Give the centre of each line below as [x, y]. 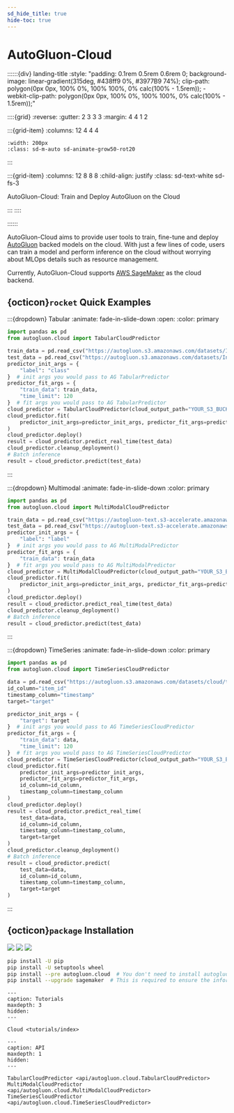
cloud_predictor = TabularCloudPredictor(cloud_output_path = [98, 409]
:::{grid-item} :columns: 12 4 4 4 [53, 130]
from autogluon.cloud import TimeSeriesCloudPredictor [88, 670]
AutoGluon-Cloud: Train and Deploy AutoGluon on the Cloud [94, 197]
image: [17, 82]
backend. [21, 280]
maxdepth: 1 [24, 1054]
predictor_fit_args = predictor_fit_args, [79, 779]
